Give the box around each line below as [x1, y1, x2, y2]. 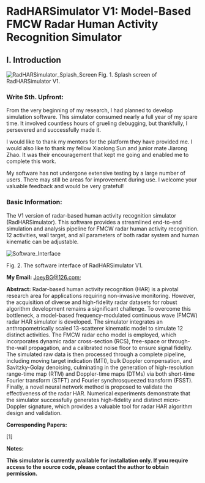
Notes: [6, 444, 24, 452]
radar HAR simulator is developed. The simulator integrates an [6, 318, 163, 325]
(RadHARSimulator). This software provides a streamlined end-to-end [6, 218, 182, 226]
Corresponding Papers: [6, 421, 67, 428]
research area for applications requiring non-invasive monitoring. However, [6, 292, 196, 299]
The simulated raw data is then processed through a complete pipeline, [6, 351, 186, 358]
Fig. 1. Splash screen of [98, 71, 157, 78]
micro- [163, 396, 181, 403]
